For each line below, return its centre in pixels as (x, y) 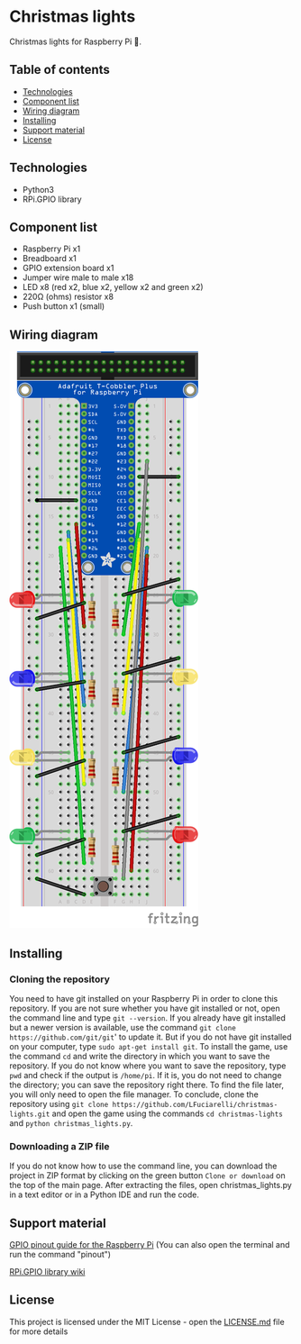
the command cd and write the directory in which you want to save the (140, 1056)
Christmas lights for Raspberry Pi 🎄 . (76, 41)
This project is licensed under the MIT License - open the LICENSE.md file (147, 1321)
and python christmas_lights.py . (71, 1122)
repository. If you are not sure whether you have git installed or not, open (145, 1008)
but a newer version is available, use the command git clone (123, 1027)
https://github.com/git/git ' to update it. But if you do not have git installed (150, 1037)
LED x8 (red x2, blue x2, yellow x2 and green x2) (113, 287)
